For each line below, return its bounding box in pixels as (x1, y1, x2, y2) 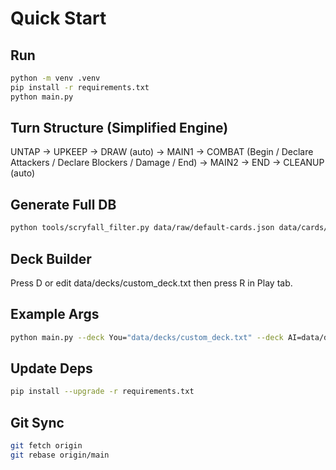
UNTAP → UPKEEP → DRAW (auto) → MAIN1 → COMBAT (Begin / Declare (10, 146, 314, 158)
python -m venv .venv (10, 73, 101, 83)
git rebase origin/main (10, 450, 110, 460)
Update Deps (10, 360, 93, 377)
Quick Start (10, 7, 107, 30)
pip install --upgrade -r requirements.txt (10, 387, 195, 397)
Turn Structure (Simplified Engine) (10, 120, 229, 137)
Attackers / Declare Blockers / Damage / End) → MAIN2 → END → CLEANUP (10, 157, 325, 169)
